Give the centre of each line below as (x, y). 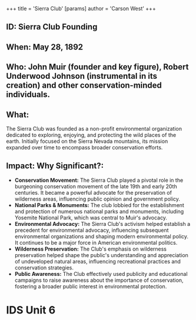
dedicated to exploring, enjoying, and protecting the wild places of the (91, 135)
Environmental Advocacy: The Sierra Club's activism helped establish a (102, 224)
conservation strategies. (44, 268)
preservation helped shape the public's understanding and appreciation (101, 255)
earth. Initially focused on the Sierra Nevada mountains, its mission (87, 141)
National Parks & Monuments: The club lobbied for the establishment (99, 205)
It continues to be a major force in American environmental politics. (96, 242)
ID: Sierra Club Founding (52, 27)
